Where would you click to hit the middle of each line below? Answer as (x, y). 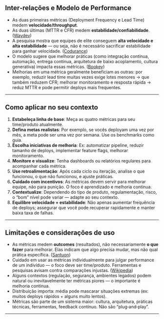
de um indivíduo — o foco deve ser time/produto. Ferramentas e (77, 265)
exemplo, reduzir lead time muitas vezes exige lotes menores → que (81, 77)
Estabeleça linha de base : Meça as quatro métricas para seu (73, 119)
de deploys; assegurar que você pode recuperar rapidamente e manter (83, 207)
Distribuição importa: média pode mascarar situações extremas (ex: (80, 291)
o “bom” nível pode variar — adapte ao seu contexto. (65, 197)
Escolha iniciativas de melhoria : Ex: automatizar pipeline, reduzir (78, 145)
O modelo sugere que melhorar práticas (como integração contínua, (81, 56)
